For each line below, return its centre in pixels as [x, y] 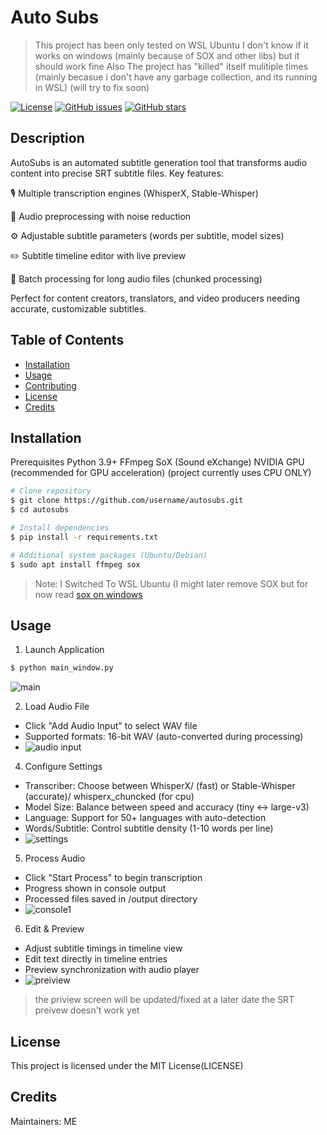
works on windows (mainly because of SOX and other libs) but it [167, 55]
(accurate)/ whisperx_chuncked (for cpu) [109, 797]
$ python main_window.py [62, 668]
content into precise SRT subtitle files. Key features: [117, 173]
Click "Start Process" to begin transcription [113, 878]
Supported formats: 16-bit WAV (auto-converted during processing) [164, 737]
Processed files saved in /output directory [111, 899]
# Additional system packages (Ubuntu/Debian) [109, 555]
